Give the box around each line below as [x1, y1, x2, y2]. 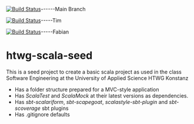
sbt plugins [42, 105, 69, 112]
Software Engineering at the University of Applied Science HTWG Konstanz [6, 74, 189, 82]
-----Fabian [41, 28, 69, 35]
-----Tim [41, 17, 62, 24]
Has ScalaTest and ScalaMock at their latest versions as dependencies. [14, 92, 189, 99]
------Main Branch [41, 6, 86, 12]
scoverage [14, 105, 41, 112]
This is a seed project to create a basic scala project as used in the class [6, 68, 182, 75]
